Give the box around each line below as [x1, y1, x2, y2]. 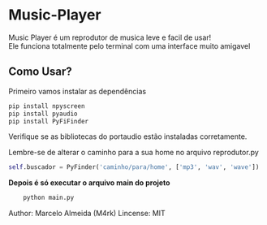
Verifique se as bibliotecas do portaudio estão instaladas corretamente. [8, 132, 248, 141]
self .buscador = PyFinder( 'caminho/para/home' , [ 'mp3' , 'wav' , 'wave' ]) [8, 163, 260, 171]
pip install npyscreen [8, 102, 85, 110]
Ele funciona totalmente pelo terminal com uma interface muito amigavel [8, 41, 251, 50]
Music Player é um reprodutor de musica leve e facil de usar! [8, 32, 212, 42]
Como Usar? [8, 65, 73, 79]
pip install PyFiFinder [8, 117, 89, 125]
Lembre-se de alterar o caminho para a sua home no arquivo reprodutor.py [8, 148, 260, 158]
